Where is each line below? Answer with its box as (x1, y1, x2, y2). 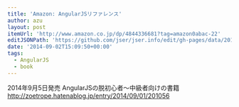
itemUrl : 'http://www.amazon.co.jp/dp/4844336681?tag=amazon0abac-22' (7, 30, 221, 38)
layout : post (7, 23, 46, 30)
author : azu (7, 17, 43, 24)
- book (14, 63, 33, 70)
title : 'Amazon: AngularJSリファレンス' (7, 10, 122, 18)
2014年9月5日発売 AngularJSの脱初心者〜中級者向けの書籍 (7, 83, 180, 92)
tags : (7, 50, 23, 57)
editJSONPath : (7, 37, 50, 44)
